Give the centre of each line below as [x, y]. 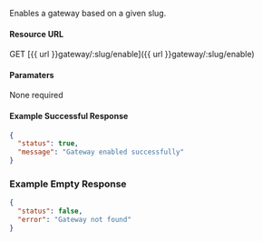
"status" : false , [50, 211]
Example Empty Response [68, 184]
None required [36, 95]
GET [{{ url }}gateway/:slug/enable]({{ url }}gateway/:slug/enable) [132, 55]
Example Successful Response [69, 116]
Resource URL [37, 34]
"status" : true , [48, 144]
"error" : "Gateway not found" [74, 220]
